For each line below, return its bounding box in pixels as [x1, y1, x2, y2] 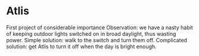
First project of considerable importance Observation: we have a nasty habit [6, 24, 193, 31]
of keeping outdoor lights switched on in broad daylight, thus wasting [6, 30, 176, 37]
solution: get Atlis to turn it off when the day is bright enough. [6, 43, 157, 50]
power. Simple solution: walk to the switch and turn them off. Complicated [6, 36, 188, 43]
